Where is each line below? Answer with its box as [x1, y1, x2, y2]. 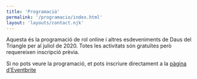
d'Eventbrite [6, 67, 36, 74]
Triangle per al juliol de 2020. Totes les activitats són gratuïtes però [6, 42, 172, 49]
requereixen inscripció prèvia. [6, 49, 79, 56]
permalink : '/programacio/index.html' [6, 14, 103, 20]
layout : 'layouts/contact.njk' [6, 20, 84, 26]
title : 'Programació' [6, 8, 60, 15]
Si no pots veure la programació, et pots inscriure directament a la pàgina [6, 60, 187, 67]
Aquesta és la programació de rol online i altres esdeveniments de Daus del [6, 36, 192, 43]
